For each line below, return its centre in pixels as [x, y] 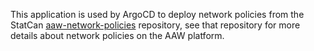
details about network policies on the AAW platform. [117, 35]
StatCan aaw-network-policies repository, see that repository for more [155, 25]
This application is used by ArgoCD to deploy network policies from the [157, 14]
